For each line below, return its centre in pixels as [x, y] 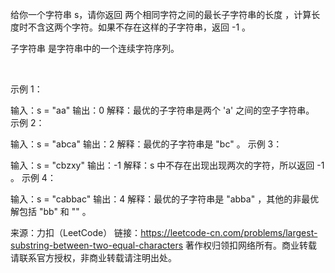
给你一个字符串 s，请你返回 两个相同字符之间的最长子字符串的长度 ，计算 [161, 14]
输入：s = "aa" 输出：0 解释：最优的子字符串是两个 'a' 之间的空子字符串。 [162, 110]
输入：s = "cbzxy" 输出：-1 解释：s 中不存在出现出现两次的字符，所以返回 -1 [167, 165]
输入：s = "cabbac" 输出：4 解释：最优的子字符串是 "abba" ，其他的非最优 [165, 199]
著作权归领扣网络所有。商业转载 [251, 245]
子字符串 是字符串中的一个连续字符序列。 [95, 48]
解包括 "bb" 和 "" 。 [51, 211]
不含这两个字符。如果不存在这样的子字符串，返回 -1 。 [139, 27]
